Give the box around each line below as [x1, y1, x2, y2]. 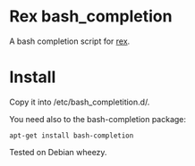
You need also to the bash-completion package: [9, 113, 186, 124]
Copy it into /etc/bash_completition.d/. [9, 96, 150, 107]
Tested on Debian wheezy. [9, 146, 107, 157]
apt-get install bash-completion [9, 131, 134, 140]
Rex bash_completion [9, 6, 173, 27]
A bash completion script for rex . [9, 36, 131, 46]
